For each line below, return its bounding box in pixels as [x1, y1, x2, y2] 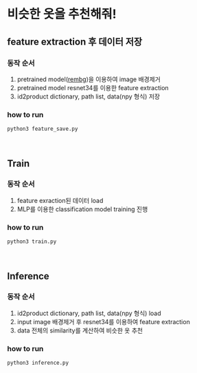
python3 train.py [7, 238, 57, 245]
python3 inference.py [7, 359, 69, 367]
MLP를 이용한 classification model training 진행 [16, 204, 148, 213]
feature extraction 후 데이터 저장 [7, 36, 143, 47]
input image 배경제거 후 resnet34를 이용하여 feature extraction [16, 317, 190, 326]
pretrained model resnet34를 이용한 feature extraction [16, 83, 170, 92]
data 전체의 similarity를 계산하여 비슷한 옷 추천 [16, 326, 143, 334]
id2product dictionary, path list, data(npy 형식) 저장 [16, 92, 160, 100]
